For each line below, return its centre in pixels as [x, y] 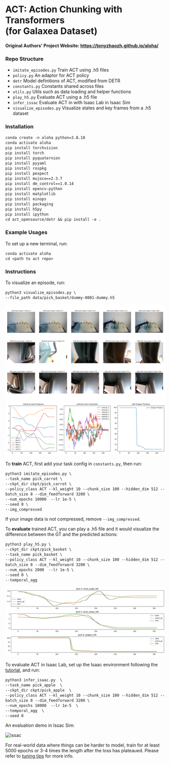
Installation [20, 126]
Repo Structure [24, 59]
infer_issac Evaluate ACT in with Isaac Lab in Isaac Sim [72, 103]
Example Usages [26, 233]
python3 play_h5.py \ [28, 544]
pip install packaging [29, 204]
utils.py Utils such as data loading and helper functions [72, 92]
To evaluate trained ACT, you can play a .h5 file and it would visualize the [82, 529]
